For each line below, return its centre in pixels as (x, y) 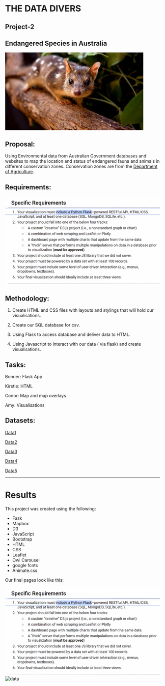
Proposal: (20, 144)
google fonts (25, 565)
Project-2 (20, 27)
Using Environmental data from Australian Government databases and (76, 156)
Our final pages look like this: (34, 580)
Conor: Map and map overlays (36, 396)
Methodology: (27, 298)
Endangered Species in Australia (56, 43)
